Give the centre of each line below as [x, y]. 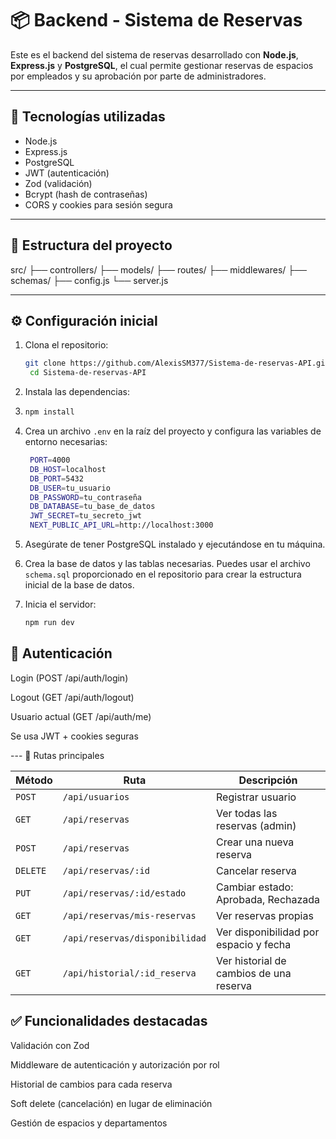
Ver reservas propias [265, 915]
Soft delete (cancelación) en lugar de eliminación [111, 1103]
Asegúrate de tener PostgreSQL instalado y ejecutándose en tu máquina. [175, 544]
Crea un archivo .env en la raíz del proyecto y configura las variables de [173, 431]
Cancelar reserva [256, 870]
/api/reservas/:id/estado [124, 893]
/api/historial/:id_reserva [129, 973]
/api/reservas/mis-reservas [129, 915]
